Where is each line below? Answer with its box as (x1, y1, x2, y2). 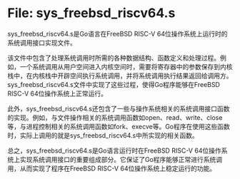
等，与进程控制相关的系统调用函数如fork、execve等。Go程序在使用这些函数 (7, 122, 230, 131)
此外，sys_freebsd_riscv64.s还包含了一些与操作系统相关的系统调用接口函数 (7, 104, 230, 113)
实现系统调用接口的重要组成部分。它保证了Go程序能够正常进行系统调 (19, 155, 223, 163)
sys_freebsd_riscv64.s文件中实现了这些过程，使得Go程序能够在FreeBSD (7, 80, 220, 88)
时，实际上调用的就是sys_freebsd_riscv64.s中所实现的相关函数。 (7, 131, 199, 140)
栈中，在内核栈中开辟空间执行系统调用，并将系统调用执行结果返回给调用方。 (7, 71, 233, 80)
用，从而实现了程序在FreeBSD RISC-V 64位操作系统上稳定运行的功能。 (7, 164, 216, 173)
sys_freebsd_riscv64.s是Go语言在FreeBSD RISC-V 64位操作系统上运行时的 (7, 29, 228, 38)
